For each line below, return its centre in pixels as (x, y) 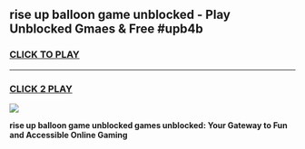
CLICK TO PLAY (44, 55)
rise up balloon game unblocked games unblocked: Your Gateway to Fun (148, 125)
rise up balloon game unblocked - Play (120, 15)
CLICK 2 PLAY (41, 88)
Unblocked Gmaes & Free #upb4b (107, 29)
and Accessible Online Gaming (69, 135)
